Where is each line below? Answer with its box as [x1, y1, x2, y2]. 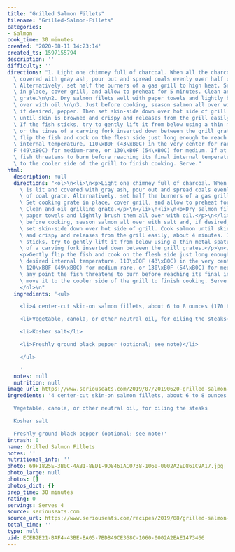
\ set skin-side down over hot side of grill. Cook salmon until [20, 225, 215, 232]
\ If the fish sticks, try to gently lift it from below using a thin [13, 120, 224, 128]
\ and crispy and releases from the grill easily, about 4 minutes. [20, 232, 224, 239]
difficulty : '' [7, 62, 52, 69]
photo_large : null [7, 469, 61, 476]
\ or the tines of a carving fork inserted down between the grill [13, 127, 215, 134]
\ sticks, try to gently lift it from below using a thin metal [20, 238, 211, 245]
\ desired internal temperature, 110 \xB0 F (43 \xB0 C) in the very [20, 258, 215, 265]
